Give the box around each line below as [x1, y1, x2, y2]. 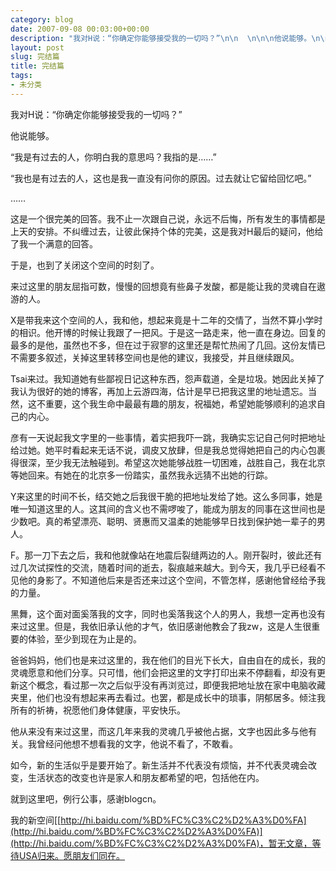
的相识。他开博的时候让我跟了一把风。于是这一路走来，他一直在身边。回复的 [10, 326, 326, 338]
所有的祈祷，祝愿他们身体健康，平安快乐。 [10, 704, 186, 716]
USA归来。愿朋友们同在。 [18, 849, 126, 861]
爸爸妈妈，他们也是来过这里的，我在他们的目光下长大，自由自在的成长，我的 [10, 654, 326, 666]
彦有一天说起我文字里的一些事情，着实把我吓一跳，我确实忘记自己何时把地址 [10, 431, 326, 443]
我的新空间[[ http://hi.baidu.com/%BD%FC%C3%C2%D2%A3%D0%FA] [10, 814, 307, 826]
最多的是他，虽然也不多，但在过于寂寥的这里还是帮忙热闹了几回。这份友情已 [10, 339, 326, 351]
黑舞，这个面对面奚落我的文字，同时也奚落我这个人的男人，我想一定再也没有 [10, 607, 326, 620]
